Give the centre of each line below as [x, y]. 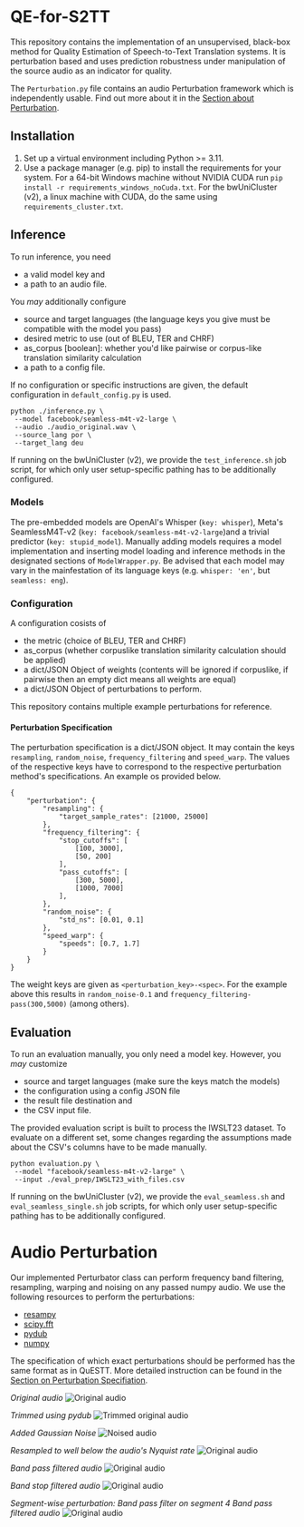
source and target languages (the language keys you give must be [147, 318]
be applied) [45, 661]
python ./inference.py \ [57, 411]
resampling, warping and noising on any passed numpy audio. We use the [148, 1287]
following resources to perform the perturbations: [103, 1297]
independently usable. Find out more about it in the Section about [132, 98]
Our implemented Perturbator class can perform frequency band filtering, [147, 1277]
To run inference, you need [61, 257]
